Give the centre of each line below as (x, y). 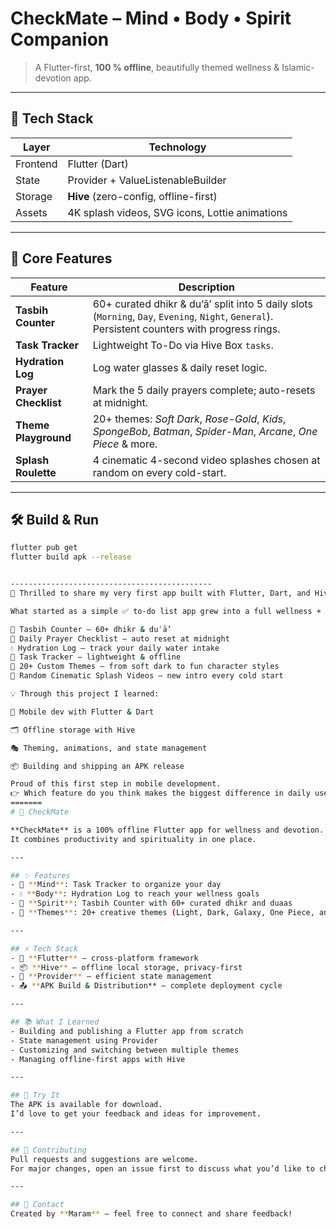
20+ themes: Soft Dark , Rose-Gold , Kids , (189, 419)
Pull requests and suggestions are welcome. (104, 1159)
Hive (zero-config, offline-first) (142, 196)
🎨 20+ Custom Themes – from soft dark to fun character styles (145, 667)
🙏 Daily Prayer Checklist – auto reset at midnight (120, 638)
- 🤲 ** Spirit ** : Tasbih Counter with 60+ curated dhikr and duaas (151, 903)
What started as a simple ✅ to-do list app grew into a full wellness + (166, 611)
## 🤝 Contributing (48, 1150)
